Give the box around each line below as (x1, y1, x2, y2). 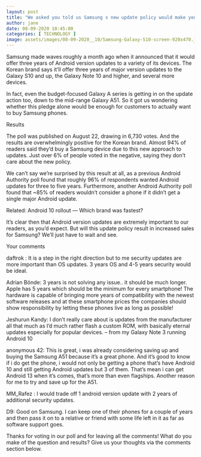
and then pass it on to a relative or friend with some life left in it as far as (6, 414, 184, 422)
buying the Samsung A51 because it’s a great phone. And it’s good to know (6, 353, 190, 360)
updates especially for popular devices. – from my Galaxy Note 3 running (6, 329, 187, 336)
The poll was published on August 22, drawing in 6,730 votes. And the (6, 133, 179, 140)
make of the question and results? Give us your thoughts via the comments (6, 439, 191, 446)
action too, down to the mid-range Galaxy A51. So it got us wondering (6, 97, 178, 104)
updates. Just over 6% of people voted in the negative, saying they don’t (6, 152, 185, 159)
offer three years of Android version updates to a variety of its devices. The (6, 59, 192, 67)
